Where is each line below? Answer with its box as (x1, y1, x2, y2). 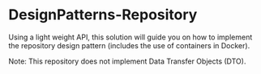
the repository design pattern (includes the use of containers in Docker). (8, 40, 250, 50)
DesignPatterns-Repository (8, 6, 198, 24)
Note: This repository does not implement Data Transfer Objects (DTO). (8, 56, 246, 66)
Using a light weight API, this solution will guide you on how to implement (8, 32, 253, 42)
